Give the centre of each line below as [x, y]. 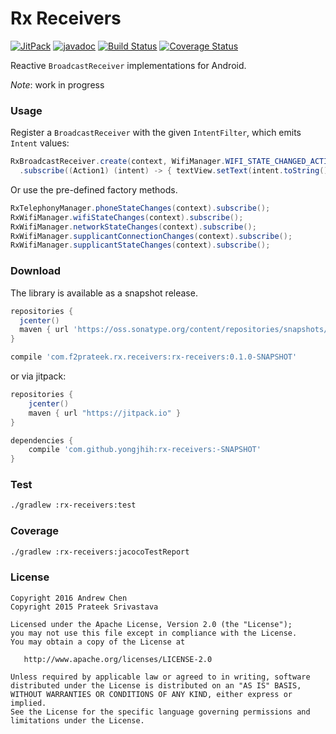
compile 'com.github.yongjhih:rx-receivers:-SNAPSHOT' [145, 450]
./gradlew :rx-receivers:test [73, 505]
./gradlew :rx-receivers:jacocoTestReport [100, 552]
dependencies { [42, 440]
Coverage [35, 531]
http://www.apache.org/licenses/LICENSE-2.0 [118, 659]
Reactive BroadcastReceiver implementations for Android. [128, 65]
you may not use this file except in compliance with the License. [154, 633]
